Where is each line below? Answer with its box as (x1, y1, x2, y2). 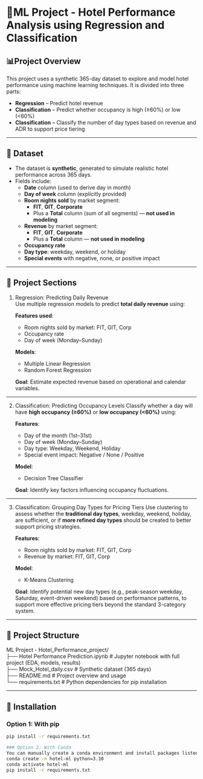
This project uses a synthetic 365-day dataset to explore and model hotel (6, 75, 189, 82)
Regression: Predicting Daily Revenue (14, 293, 109, 301)
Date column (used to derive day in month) (24, 184, 131, 191)
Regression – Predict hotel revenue (14, 100, 103, 106)
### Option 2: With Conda (6, 745, 71, 751)
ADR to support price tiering (14, 125, 85, 132)
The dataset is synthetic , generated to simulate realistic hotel (14, 165, 169, 172)
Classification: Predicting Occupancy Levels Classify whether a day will (14, 402, 193, 409)
